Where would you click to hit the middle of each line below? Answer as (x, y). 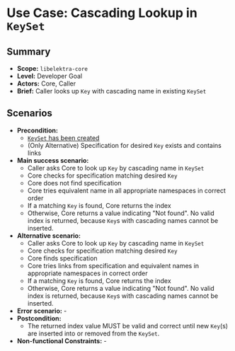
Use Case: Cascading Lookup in (102, 13)
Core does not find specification (74, 183)
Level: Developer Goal (50, 76)
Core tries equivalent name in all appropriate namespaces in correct (126, 190)
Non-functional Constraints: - (62, 340)
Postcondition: (39, 318)
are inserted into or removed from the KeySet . (93, 333)
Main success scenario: (53, 160)
